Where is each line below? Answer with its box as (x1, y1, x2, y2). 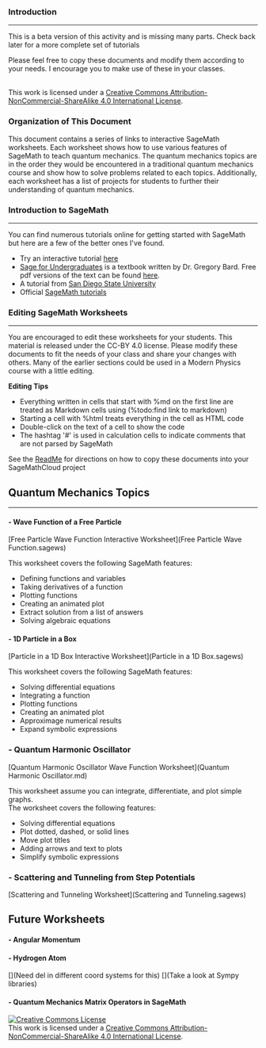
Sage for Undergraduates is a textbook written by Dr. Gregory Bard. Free (19, 262, 256, 271)
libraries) (8, 979, 37, 989)
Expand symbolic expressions (19, 725, 117, 734)
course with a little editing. (8, 366, 95, 376)
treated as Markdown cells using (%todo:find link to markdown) (19, 405, 227, 415)
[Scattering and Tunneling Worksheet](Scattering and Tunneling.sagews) (8, 890, 247, 899)
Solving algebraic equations (19, 616, 111, 625)
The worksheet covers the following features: (8, 803, 157, 813)
